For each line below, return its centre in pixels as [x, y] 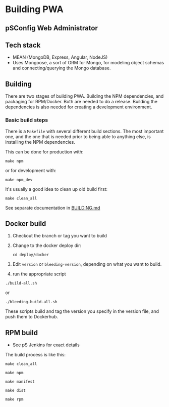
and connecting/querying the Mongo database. [62, 68]
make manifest [20, 382]
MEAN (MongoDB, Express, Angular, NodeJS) [60, 57]
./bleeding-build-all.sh [31, 302]
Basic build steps [27, 120]
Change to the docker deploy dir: [47, 246]
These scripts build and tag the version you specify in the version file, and [82, 311]
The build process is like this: [36, 355]
